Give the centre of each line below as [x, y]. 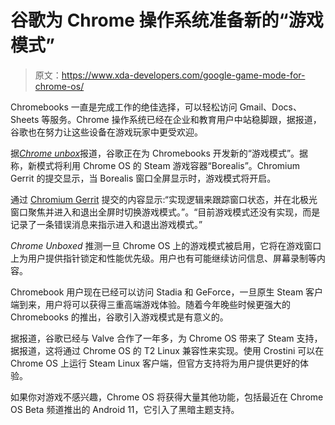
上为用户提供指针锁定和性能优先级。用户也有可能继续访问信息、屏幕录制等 [163, 258]
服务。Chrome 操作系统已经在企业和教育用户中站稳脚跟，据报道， [185, 119]
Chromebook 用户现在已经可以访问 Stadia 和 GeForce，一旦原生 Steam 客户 [167, 292]
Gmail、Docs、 [270, 107]
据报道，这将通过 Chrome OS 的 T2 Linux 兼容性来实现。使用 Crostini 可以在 [167, 350]
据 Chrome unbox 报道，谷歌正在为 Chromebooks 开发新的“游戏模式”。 [155, 153]
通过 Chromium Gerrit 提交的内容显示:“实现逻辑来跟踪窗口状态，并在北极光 [164, 199]
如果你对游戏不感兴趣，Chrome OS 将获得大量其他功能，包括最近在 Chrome [167, 397]
